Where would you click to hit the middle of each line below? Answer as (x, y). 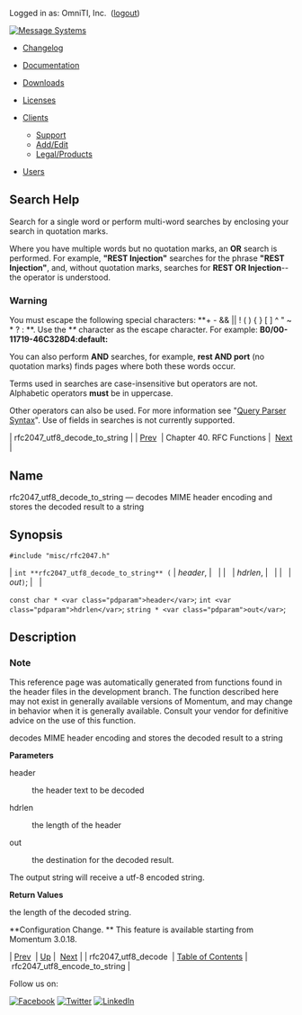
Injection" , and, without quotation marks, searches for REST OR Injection (145, 267)
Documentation (51, 65)
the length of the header (77, 825)
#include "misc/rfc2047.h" (60, 556)
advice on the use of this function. (73, 721)
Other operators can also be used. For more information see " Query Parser (148, 411)
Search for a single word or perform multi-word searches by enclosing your (149, 221)
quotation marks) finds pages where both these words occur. (123, 366)
